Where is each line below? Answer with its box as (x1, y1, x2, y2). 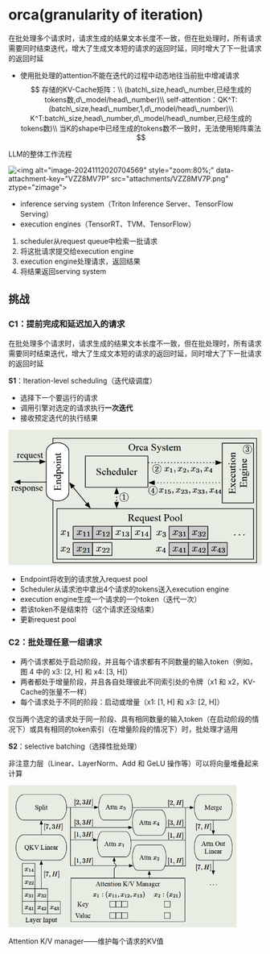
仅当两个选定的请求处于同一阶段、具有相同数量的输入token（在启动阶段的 (8, 714, 252, 724)
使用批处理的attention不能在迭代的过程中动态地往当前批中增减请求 (19, 70, 239, 80)
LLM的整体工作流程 (8, 149, 72, 159)
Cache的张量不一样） (19, 686, 92, 696)
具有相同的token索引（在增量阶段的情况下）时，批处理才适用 (35, 724, 239, 734)
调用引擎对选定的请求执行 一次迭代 (19, 403, 133, 413)
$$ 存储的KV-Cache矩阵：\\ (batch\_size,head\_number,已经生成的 (31, 85, 252, 94)
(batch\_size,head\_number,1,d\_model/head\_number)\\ (48, 103, 234, 114)
